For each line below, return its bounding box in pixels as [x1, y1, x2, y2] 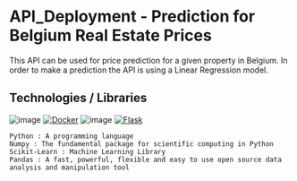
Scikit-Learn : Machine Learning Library [9, 147, 166, 156]
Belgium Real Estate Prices [9, 25, 212, 46]
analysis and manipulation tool [9, 163, 130, 172]
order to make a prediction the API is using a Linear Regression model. [9, 65, 268, 75]
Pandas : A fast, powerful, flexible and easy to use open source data [9, 155, 282, 164]
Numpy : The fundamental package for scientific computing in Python [9, 139, 275, 149]
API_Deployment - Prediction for [9, 6, 256, 27]
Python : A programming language [9, 132, 134, 141]
